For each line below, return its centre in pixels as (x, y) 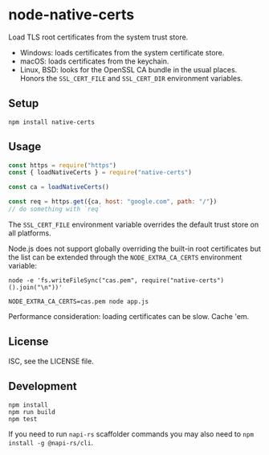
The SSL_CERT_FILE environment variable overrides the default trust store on (134, 224)
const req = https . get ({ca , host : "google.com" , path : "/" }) (113, 202)
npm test (23, 419)
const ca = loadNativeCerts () (59, 187)
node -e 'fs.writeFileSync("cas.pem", (73, 280)
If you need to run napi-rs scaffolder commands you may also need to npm (131, 434)
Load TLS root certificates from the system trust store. (98, 37)
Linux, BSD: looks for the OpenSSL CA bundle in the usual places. (128, 69)
